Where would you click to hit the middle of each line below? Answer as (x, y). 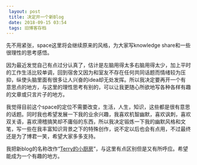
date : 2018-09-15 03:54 (38, 22)
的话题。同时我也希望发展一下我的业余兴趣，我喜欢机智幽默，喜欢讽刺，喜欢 (98, 115)
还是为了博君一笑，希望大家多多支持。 (52, 136)
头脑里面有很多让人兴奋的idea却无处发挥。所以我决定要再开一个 (103, 80)
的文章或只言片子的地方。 (37, 95)
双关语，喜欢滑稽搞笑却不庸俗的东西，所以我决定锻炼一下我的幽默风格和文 (96, 122)
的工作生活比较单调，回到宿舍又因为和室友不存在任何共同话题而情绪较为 (93, 73)
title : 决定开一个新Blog (36, 17)
